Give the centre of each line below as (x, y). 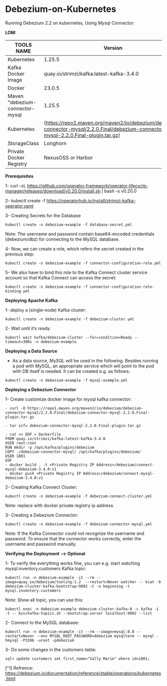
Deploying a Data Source (31, 351)
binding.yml (17, 291)
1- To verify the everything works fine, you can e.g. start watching (73, 563)
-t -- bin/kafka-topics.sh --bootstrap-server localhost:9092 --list (79, 613)
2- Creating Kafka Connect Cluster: (42, 487)
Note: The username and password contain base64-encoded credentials (80, 234)
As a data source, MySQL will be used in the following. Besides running (85, 360)
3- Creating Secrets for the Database (43, 215)
